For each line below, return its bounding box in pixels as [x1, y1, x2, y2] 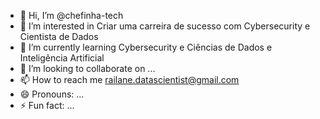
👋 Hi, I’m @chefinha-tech [19, 10, 124, 21]
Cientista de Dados [19, 31, 99, 42]
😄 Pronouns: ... [19, 88, 85, 100]
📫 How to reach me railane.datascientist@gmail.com [19, 74, 240, 85]
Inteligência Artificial [19, 52, 105, 64]
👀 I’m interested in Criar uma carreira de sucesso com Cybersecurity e [19, 20, 311, 32]
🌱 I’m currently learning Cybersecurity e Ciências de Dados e [19, 41, 273, 53]
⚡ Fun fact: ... [19, 100, 75, 111]
